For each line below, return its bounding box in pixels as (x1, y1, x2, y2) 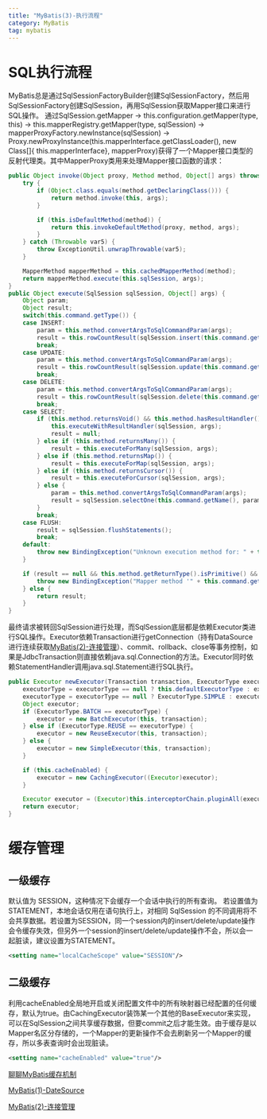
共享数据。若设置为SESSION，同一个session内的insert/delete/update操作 (14, 916, 256, 926)
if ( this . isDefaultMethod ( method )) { (37, 216, 161, 223)
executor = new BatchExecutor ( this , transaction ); (37, 715, 208, 723)
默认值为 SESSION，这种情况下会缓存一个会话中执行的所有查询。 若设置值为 (8, 896, 258, 906)
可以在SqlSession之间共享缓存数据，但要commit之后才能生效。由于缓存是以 (8, 1018, 257, 1028)
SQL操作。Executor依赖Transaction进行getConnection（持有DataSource (14, 632, 253, 642)
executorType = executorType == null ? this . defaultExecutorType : (22, 686, 250, 694)
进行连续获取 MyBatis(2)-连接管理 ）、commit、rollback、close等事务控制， (8, 642, 251, 652)
